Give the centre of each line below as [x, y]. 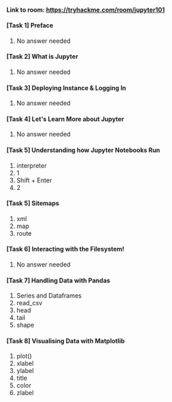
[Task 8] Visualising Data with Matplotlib [66, 341]
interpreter [32, 165]
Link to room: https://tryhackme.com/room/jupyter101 [86, 10]
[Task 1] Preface [30, 26]
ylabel [25, 371]
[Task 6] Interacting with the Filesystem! [65, 249]
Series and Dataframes [49, 296]
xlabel [25, 363]
